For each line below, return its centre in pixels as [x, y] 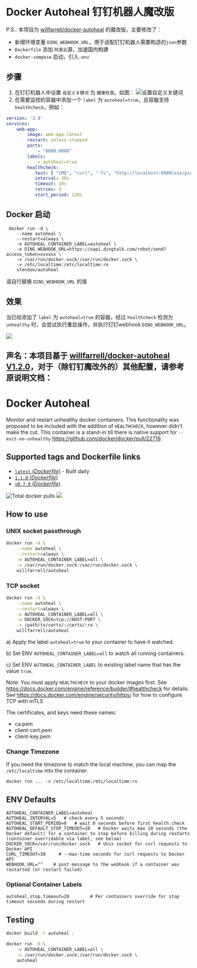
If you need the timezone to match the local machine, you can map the [91, 764]
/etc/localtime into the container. [47, 771]
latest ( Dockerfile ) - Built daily [52, 471]
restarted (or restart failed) [44, 870]
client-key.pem [33, 736]
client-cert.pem [33, 730]
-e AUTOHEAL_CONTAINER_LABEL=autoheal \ [67, 244]
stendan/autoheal [38, 270]
